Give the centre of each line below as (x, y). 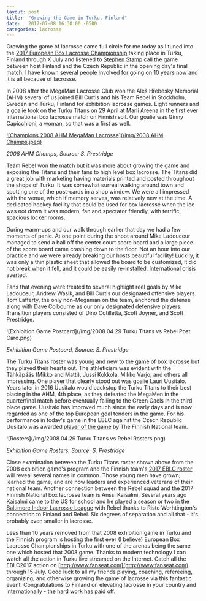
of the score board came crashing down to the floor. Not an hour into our (98, 249)
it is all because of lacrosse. (41, 79)
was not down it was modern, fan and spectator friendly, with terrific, (94, 211)
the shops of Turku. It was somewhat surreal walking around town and (95, 185)
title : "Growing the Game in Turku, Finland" (67, 18)
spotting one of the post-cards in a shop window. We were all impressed (98, 192)
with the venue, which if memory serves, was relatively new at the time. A (99, 198)
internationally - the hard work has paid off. (61, 591)
